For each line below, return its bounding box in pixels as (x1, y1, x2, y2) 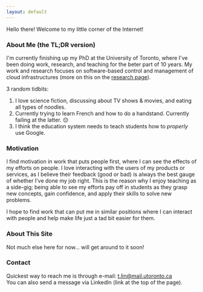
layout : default (6, 8, 47, 15)
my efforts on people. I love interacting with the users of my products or (6, 164, 185, 172)
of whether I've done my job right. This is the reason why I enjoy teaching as (6, 177, 197, 184)
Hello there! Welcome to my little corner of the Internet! (6, 25, 144, 33)
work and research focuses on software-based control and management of (6, 67, 194, 74)
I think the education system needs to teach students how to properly (14, 122, 188, 130)
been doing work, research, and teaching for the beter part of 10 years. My (6, 60, 193, 68)
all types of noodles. (14, 103, 66, 111)
